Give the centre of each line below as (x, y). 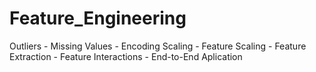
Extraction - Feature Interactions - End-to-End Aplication (126, 56)
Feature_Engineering (98, 18)
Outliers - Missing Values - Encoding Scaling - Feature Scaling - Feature (158, 46)
